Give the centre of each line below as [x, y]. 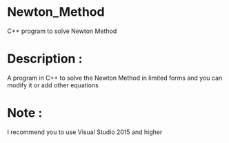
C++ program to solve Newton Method [62, 31]
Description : [45, 59]
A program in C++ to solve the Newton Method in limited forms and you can [115, 78]
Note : [25, 113]
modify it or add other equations [53, 85]
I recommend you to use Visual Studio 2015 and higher [85, 132]
